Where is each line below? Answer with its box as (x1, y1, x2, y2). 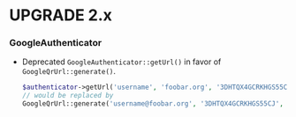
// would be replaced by (21, 91, 114, 100)
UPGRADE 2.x (9, 5, 113, 26)
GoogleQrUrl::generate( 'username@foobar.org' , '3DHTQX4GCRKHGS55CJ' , (21, 99, 285, 108)
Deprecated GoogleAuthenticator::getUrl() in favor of (21, 56, 222, 67)
